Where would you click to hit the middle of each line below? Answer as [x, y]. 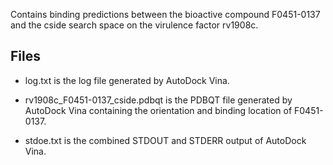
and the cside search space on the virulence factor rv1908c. [134, 25]
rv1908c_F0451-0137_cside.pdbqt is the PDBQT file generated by [158, 100]
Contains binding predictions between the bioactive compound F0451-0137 [165, 14]
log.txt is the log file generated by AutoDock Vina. [127, 80]
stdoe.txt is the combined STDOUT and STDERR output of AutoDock [165, 140]
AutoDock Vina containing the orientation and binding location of [158, 110]
